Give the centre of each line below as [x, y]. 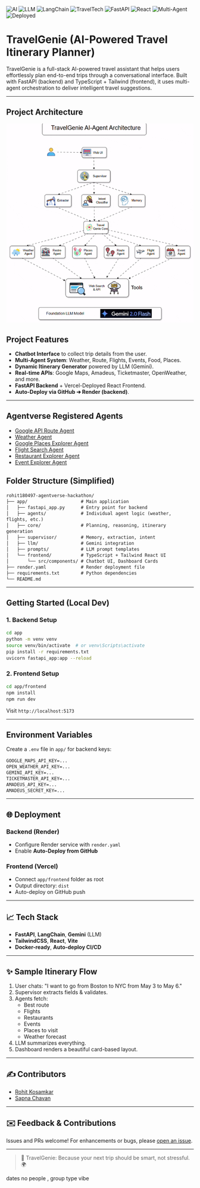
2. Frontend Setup [33, 673]
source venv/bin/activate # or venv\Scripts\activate [76, 645]
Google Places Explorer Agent [51, 443]
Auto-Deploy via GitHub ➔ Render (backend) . [72, 391]
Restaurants [38, 1017]
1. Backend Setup [32, 619]
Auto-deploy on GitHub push [50, 892]
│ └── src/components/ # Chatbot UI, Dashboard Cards [82, 561]
